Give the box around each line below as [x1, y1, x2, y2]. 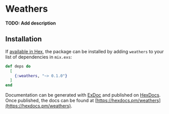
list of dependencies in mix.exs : [5, 54, 72, 60]
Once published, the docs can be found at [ [5, 98, 97, 104]
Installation [5, 35, 42, 43]
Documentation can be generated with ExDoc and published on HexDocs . [5, 92, 161, 98]
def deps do [5, 63, 31, 69]
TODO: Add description [5, 20, 56, 26]
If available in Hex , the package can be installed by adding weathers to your [5, 48, 164, 54]
